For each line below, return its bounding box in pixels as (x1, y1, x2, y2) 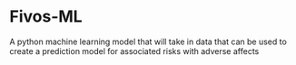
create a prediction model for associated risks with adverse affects (9, 45, 260, 56)
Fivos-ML (9, 6, 84, 27)
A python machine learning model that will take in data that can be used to (9, 36, 288, 47)
